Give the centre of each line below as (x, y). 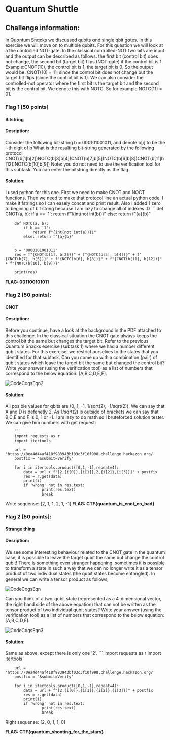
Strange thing (20, 529)
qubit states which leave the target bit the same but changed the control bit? (85, 363)
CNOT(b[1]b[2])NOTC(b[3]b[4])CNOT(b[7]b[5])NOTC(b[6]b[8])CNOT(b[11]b (85, 158)
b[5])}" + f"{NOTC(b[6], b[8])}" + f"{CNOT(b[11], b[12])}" (97, 259)
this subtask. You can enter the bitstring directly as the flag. (67, 169)
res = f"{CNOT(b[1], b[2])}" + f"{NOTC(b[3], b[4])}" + (75, 254)
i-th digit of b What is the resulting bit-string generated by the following (80, 148)
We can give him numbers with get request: (51, 422)
